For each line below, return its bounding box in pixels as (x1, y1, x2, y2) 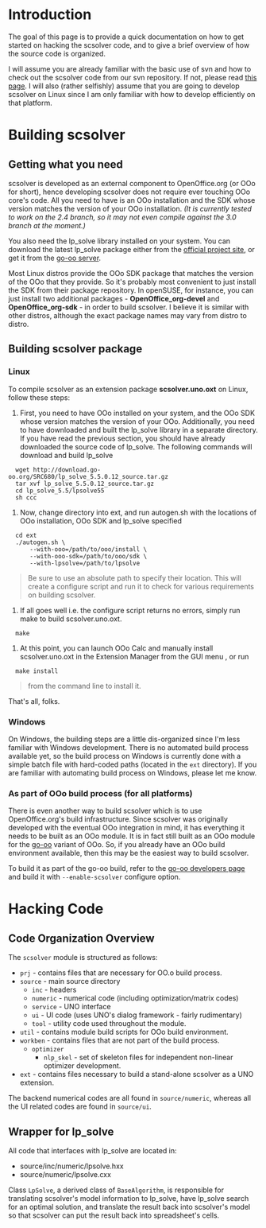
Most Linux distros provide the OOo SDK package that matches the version (8, 268, 254, 278)
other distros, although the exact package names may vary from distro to (8, 310, 248, 320)
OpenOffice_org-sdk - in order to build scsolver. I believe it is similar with (8, 302, 249, 312)
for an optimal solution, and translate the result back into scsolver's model (8, 1203, 251, 1212)
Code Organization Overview (8, 931, 155, 945)
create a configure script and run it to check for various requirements (27, 581, 254, 591)
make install (15, 666, 59, 675)
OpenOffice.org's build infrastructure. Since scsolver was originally (8, 814, 229, 824)
